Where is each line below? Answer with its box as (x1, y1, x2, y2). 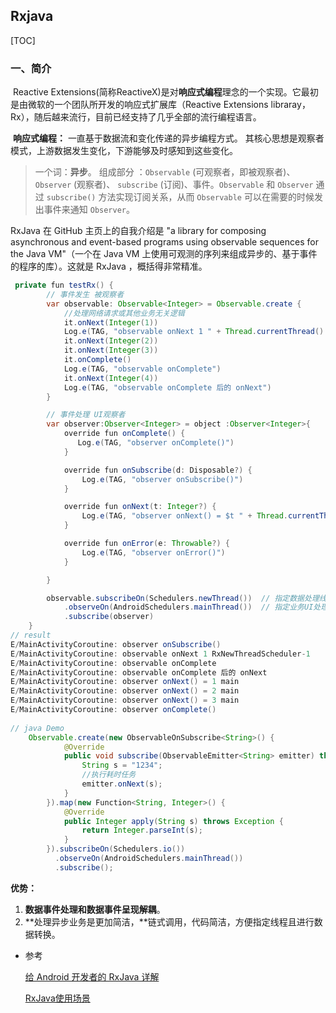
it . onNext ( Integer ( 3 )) (63, 345, 159, 356)
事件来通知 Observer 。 (43, 204, 136, 216)
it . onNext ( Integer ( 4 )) (63, 373, 159, 383)
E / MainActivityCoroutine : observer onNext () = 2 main (10, 686, 240, 696)
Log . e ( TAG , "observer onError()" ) (81, 547, 226, 558)
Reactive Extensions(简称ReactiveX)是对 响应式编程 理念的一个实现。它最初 (12, 86, 319, 98)
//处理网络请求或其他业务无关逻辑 (63, 308, 185, 318)
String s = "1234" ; (81, 760, 163, 771)
